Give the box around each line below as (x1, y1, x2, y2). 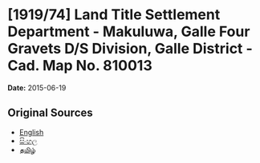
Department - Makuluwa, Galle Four (7, 22, 250, 41)
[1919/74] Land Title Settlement (7, 6, 221, 24)
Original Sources (7, 106, 93, 120)
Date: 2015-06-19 (7, 82, 67, 93)
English (18, 127, 44, 137)
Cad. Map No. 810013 (7, 57, 153, 75)
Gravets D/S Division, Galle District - (7, 40, 254, 58)
